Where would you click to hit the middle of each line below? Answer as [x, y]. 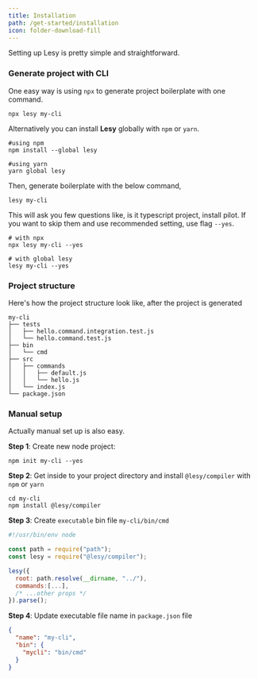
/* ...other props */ [51, 593]
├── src [21, 359]
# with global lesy [40, 259]
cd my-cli [25, 499]
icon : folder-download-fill [55, 30]
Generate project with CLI [58, 74]
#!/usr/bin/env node [42, 535]
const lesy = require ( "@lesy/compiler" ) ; [78, 557]
